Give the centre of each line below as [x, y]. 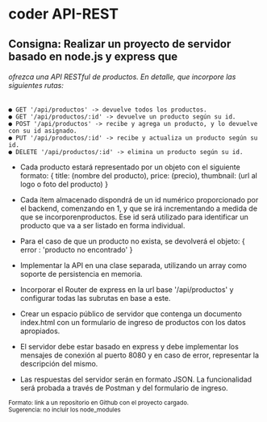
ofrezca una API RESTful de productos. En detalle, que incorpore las [122, 77]
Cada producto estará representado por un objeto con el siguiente [130, 167]
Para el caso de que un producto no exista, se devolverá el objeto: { [132, 241]
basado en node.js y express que [93, 56]
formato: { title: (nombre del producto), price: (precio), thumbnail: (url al [139, 175]
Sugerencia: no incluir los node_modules [65, 409]
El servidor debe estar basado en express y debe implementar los [129, 346]
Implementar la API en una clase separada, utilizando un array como [133, 265]
